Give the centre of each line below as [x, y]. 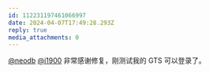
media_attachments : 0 [44, 37]
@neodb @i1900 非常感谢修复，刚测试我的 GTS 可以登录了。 [107, 60]
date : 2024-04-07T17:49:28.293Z [61, 23]
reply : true [28, 30]
